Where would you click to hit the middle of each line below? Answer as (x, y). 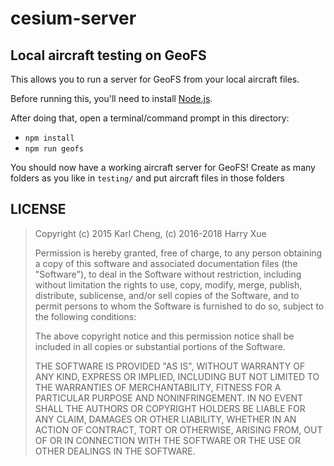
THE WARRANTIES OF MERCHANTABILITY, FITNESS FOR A (158, 387)
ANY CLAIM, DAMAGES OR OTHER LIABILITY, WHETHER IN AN (165, 419)
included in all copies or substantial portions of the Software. (160, 346)
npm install (49, 138)
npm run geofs (54, 149)
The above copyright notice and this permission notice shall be (164, 336)
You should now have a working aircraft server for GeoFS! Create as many (163, 167)
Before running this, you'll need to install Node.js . (111, 98)
